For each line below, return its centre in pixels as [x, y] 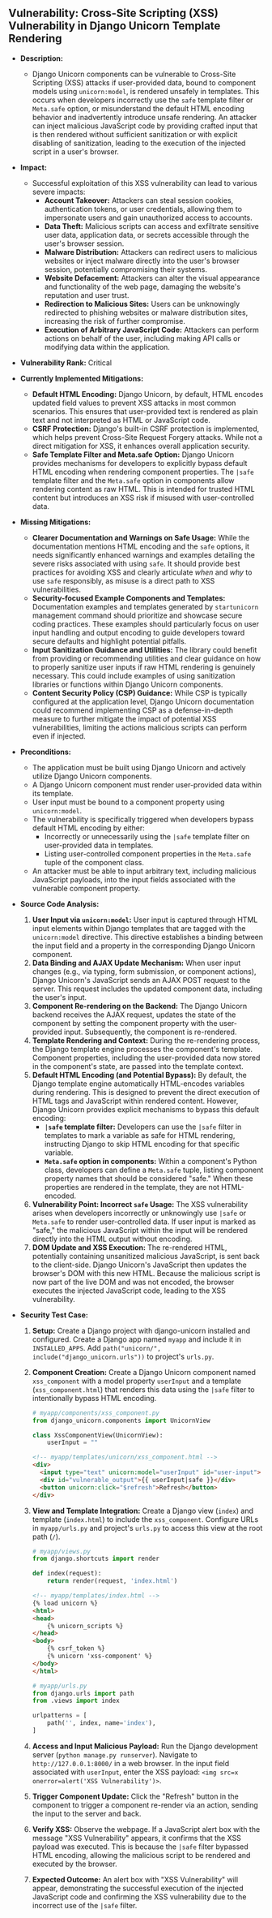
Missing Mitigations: [55, 522]
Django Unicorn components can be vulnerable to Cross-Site [134, 74]
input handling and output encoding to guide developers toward [138, 632]
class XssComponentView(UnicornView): [98, 1435]
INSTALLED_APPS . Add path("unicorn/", [97, 1347]
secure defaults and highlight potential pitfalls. [109, 641]
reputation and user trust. [87, 295]
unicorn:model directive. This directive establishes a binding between [148, 937]
